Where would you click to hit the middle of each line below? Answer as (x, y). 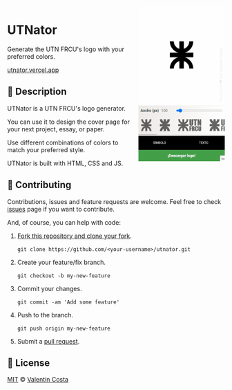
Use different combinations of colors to (63, 142)
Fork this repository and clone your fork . (75, 236)
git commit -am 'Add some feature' (68, 302)
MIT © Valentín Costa (38, 380)
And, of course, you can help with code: (64, 222)
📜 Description (37, 92)
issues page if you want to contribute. (61, 209)
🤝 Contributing (39, 185)
